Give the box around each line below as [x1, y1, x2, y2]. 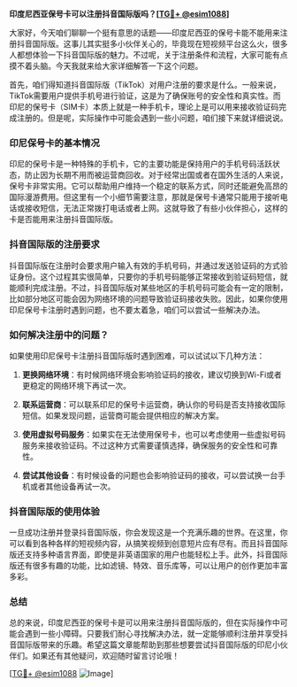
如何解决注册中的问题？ [9, 328, 109, 341]
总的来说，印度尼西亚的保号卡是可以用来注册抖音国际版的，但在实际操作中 [9, 617, 280, 628]
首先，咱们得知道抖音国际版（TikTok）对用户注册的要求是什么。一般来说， [9, 80, 281, 89]
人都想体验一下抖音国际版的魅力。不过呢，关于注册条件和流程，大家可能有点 [9, 50, 288, 60]
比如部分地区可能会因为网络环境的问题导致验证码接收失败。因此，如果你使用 [9, 293, 288, 304]
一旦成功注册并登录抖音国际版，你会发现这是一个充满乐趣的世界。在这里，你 [9, 527, 288, 538]
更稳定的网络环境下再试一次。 [21, 380, 131, 390]
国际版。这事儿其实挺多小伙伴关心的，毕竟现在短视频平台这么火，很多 [32, 39, 288, 49]
